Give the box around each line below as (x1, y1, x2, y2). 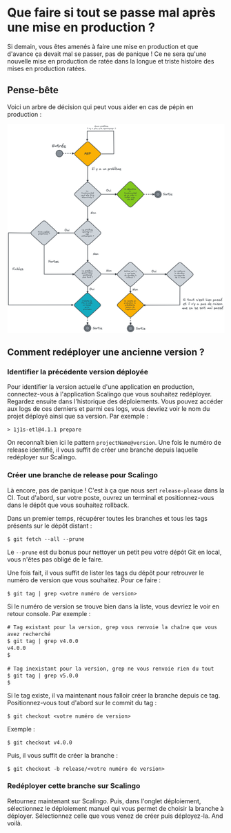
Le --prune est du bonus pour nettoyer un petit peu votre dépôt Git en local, (7, 548, 222, 556)
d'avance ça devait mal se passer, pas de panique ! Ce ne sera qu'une (7, 50, 207, 58)
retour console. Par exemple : (7, 609, 91, 617)
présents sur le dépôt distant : (7, 521, 92, 530)
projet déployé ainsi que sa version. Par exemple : (7, 412, 149, 421)
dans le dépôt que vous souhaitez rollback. (7, 501, 130, 509)
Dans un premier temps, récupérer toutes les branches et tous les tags (7, 514, 208, 522)
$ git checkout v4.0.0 (7, 739, 72, 746)
